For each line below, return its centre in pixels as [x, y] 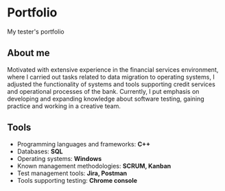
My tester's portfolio [36, 31]
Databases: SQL [40, 151]
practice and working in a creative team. [64, 106]
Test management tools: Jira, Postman [72, 173]
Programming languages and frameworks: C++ [84, 144]
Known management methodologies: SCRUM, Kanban [94, 166]
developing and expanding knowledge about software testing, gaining [106, 99]
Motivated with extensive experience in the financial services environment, [113, 69]
